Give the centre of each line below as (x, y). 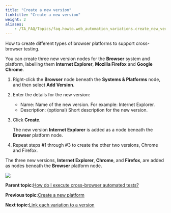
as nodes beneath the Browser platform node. (54, 166)
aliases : (15, 24)
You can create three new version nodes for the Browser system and (78, 59)
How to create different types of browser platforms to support (70, 43)
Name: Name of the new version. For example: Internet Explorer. (88, 104)
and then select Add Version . (44, 85)
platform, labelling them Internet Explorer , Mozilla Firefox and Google (79, 64)
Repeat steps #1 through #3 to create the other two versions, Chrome (85, 145)
